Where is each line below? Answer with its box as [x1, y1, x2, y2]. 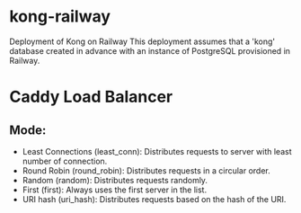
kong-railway [9, 6, 111, 27]
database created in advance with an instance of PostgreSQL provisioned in [9, 45, 290, 56]
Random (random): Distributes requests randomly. [22, 174, 208, 185]
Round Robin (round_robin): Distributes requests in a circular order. [22, 164, 271, 176]
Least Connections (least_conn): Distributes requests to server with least [22, 146, 292, 156]
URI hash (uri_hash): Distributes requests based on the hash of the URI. [22, 193, 287, 204]
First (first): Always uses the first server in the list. [22, 184, 208, 195]
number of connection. [22, 155, 108, 166]
